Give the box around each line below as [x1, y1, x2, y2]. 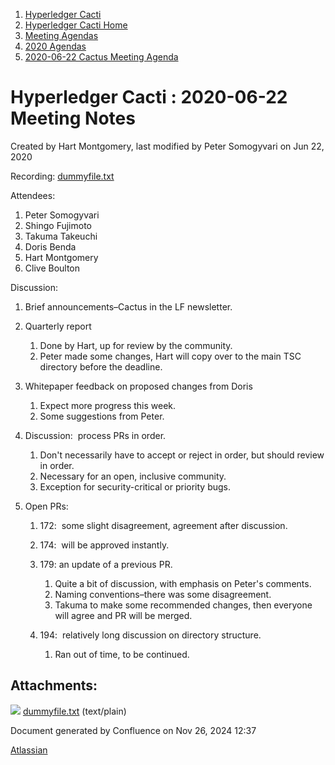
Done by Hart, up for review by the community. [39, 339, 233, 351]
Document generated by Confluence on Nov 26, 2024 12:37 [10, 724, 257, 736]
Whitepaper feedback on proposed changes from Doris [24, 380, 253, 392]
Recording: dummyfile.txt [10, 170, 115, 182]
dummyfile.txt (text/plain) [22, 705, 127, 717]
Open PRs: [24, 500, 69, 512]
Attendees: [10, 189, 56, 201]
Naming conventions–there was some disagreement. [54, 588, 272, 600]
